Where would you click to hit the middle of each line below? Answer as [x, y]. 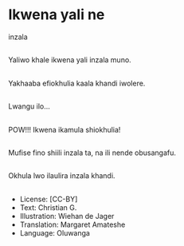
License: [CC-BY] [49, 199]
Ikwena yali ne [57, 15]
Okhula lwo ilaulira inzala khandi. [62, 176]
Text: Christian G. [48, 207]
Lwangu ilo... [29, 106]
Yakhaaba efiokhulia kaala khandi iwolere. [77, 83]
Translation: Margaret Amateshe [72, 224]
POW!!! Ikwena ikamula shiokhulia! [65, 129]
